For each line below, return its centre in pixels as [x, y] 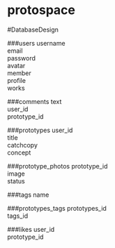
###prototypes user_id [40, 130]
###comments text [34, 101]
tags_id [18, 216]
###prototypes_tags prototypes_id [57, 208]
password [22, 58]
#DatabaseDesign [33, 30]
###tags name [28, 195]
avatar [16, 65]
